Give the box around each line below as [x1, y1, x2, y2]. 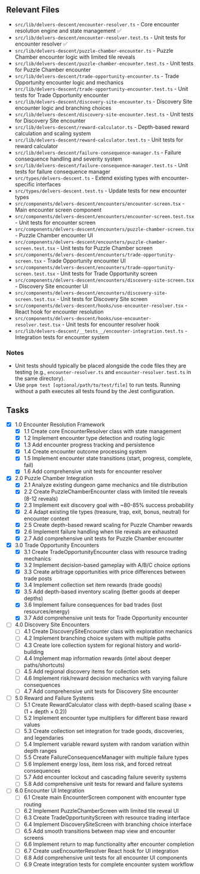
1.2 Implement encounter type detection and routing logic [23, 435, 165, 442]
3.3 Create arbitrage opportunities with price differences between [23, 568, 186, 575]
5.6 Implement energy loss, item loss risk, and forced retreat [23, 761, 172, 768]
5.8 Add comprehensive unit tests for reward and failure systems [23, 780, 183, 788]
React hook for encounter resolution [14, 308, 104, 315]
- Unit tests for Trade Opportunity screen [56, 270, 158, 277]
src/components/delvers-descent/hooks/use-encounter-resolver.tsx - [14, 302, 188, 309]
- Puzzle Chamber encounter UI [14, 231, 94, 239]
